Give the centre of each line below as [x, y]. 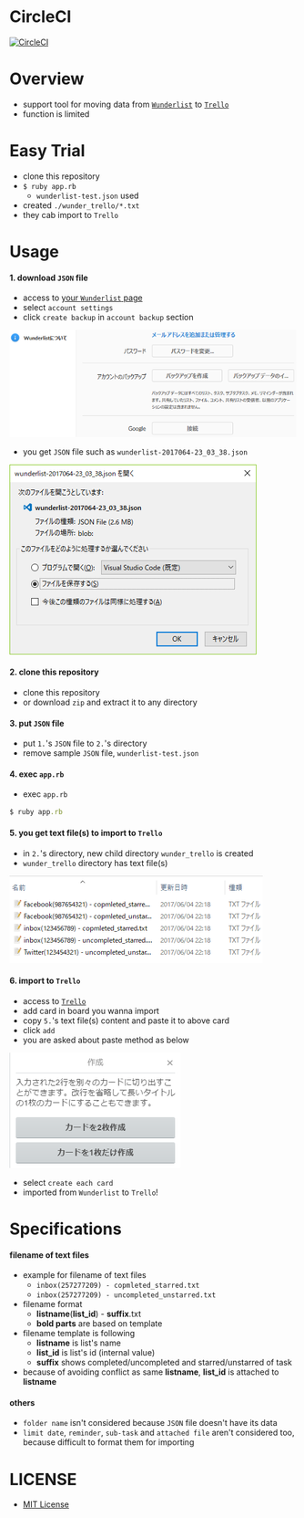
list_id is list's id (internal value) [96, 1353]
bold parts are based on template [99, 1324]
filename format [52, 1304]
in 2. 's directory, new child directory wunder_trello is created [138, 853]
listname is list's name [78, 1343]
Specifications [66, 1229]
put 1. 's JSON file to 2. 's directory [85, 743]
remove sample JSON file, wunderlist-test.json [111, 753]
